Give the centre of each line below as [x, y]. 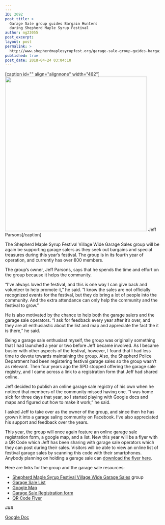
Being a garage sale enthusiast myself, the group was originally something [80, 340]
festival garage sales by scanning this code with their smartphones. [73, 453]
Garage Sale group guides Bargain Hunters [54, 23]
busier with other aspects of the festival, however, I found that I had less [78, 351]
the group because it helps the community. [48, 275]
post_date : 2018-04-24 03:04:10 [38, 60]
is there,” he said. [23, 331]
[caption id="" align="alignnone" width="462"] [52, 74]
